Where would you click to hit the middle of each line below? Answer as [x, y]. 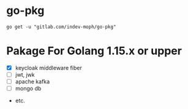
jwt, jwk [25, 74]
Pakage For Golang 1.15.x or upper [94, 51]
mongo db [28, 88]
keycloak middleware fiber [49, 68]
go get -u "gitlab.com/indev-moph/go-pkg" [61, 27]
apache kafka [32, 82]
